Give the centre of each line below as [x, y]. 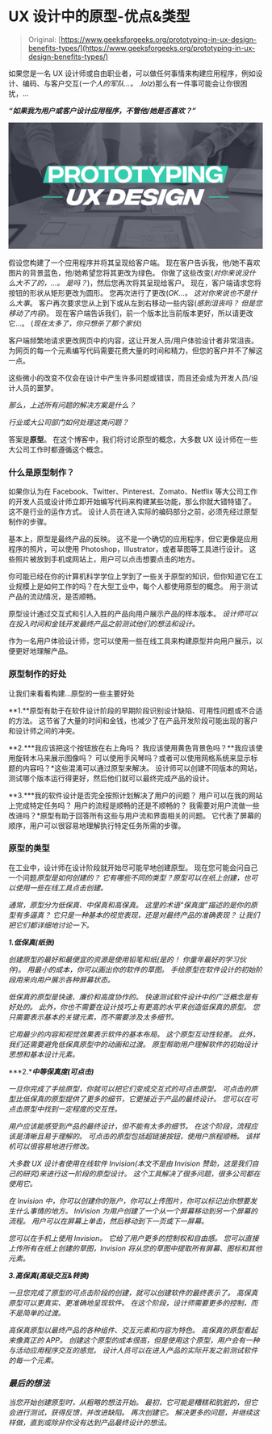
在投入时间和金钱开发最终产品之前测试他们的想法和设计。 [104, 624]
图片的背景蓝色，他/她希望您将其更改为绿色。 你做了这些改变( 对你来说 [125, 272]
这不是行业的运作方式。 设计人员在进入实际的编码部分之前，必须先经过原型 [133, 512]
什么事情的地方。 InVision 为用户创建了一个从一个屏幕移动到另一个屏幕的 [136, 1211]
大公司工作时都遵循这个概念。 [58, 449]
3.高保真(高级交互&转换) [49, 1275]
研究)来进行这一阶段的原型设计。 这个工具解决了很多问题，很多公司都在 [141, 1173]
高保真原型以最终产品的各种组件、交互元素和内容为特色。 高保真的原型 [126, 1330]
